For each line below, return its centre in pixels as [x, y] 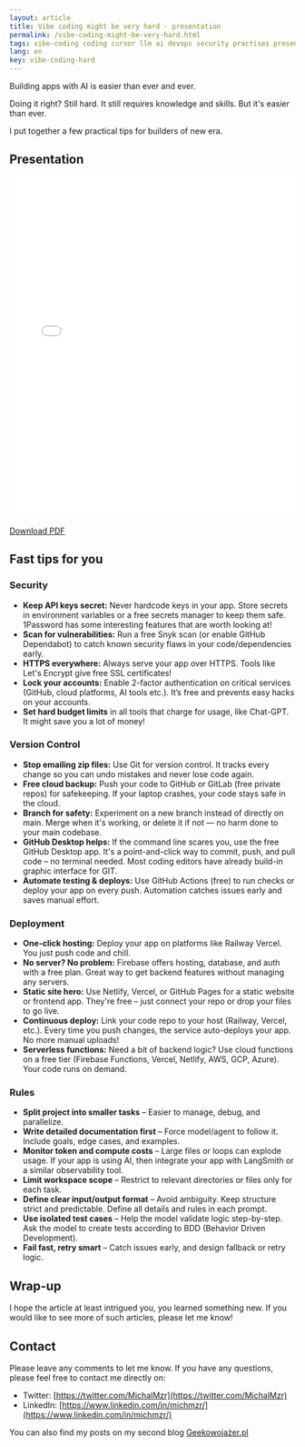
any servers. [46, 982]
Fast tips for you [56, 559]
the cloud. [41, 803]
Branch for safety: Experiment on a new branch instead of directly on [153, 813]
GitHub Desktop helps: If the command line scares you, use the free [151, 842]
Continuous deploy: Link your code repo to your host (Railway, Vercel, [155, 1021]
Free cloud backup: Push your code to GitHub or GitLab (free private [152, 784]
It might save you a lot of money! [84, 721]
